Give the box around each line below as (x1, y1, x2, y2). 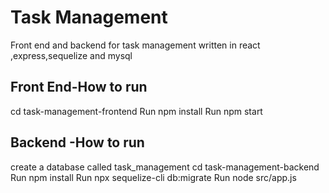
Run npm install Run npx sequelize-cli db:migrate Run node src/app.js (10, 171, 297, 183)
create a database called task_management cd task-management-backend (10, 161, 320, 173)
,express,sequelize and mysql (10, 49, 133, 61)
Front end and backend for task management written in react (10, 39, 261, 51)
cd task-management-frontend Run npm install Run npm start (10, 105, 263, 117)
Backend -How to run (10, 134, 145, 151)
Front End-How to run (10, 79, 148, 96)
